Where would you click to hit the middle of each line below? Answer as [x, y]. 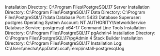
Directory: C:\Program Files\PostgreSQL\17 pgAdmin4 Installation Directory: [80, 33]
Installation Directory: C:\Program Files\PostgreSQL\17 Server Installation [78, 7]
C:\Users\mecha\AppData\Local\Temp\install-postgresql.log [65, 48]
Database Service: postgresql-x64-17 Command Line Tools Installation [76, 28]
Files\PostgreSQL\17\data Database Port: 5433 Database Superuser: [73, 17]
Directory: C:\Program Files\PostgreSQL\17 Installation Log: [64, 43]
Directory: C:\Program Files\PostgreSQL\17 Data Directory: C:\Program [75, 12]
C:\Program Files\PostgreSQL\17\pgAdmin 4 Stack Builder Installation [74, 38]
